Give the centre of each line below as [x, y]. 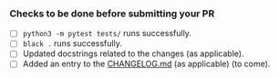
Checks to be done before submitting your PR [112, 14]
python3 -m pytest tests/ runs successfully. [107, 34]
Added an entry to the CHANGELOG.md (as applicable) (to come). [146, 64]
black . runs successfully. [72, 44]
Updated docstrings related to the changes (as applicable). [133, 54]
